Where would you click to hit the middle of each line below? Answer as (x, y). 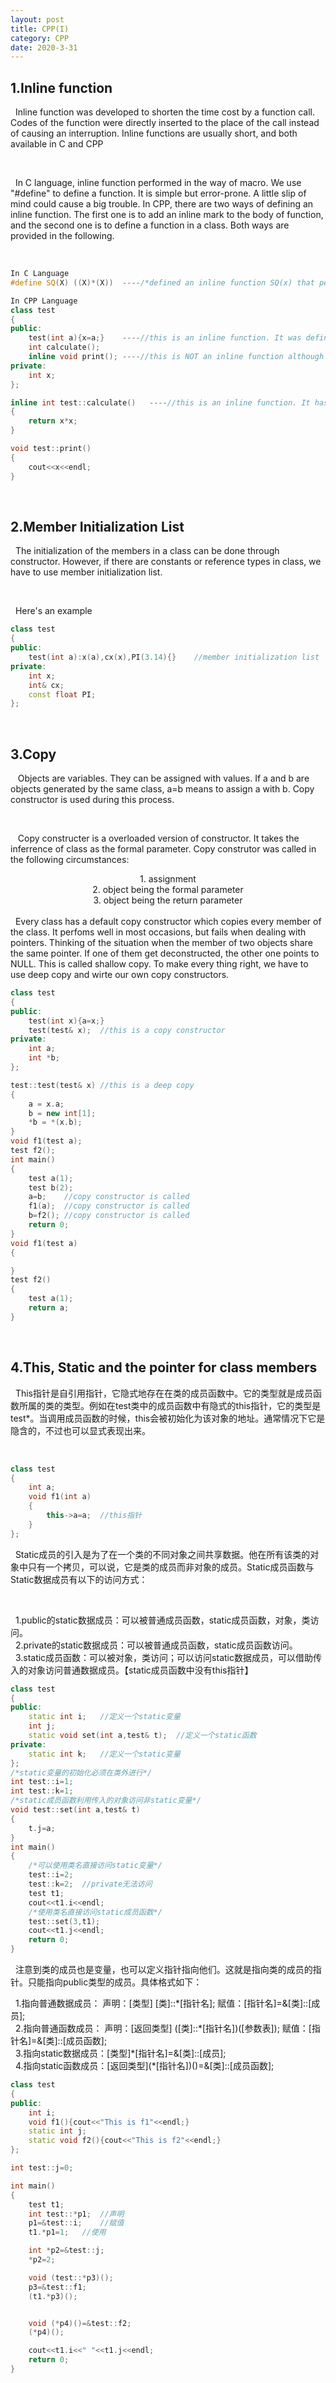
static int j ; (57, 2131)
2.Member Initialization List (97, 526)
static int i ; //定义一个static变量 (104, 1717)
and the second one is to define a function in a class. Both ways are (150, 225)
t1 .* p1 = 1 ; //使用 (67, 2232)
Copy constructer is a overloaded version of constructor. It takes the (158, 838)
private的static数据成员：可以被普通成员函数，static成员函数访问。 (160, 1645)
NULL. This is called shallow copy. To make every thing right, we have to (159, 964)
